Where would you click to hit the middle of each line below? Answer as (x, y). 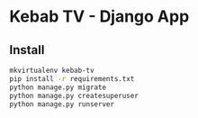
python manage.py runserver (62, 104)
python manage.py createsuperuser (74, 95)
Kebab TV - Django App (99, 17)
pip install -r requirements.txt (72, 78)
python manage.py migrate (58, 87)
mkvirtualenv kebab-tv (52, 70)
